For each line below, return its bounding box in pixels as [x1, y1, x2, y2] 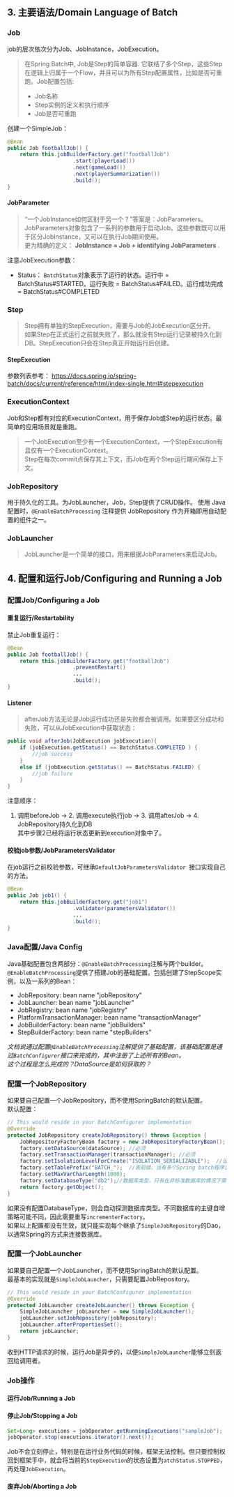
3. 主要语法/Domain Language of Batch [7, 6, 178, 19]
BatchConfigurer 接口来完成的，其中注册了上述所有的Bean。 [13, 1051, 185, 1059]
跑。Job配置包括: [24, 77, 75, 85]
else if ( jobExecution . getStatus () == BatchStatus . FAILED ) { [19, 764, 201, 770]
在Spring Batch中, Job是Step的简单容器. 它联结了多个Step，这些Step [24, 59, 223, 68]
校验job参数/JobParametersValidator [7, 846, 116, 854]
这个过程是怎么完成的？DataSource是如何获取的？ [7, 1059, 152, 1068]
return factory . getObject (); [19, 1184, 104, 1191]
